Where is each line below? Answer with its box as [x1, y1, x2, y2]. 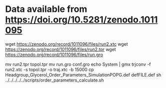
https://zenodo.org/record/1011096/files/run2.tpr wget [5, 46, 116, 52]
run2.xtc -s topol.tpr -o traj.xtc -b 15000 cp [5, 66, 94, 73]
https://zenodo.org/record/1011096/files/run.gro [5, 51, 103, 58]
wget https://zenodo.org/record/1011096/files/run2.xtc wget [5, 41, 128, 47]
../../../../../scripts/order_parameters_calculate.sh [5, 77, 104, 83]
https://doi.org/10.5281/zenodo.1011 [5, 14, 158, 25]
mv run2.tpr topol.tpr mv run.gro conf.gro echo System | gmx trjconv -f [5, 61, 151, 67]
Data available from [5, 3, 87, 15]
